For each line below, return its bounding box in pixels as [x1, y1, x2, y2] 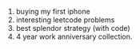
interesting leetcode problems [15, 15, 115, 24]
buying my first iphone [15, 7, 90, 16]
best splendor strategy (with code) [15, 24, 130, 32]
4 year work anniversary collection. [15, 32, 133, 41]
